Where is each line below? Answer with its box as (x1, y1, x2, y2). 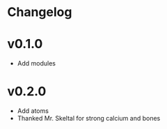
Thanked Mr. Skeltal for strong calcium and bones (17, 114, 161, 123)
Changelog (7, 4, 72, 20)
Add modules (17, 59, 56, 68)
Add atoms (17, 107, 49, 115)
